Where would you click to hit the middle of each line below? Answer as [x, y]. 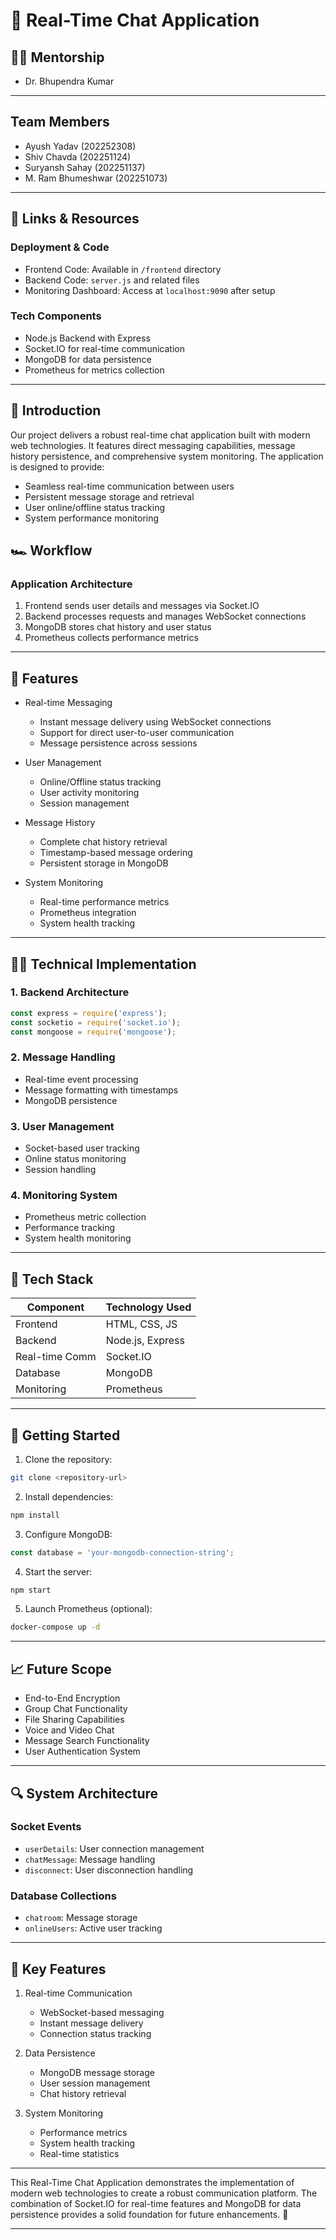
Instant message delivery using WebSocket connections [155, 722]
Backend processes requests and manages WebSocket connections [165, 616]
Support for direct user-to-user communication [137, 733]
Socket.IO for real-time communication [104, 348]
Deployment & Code [60, 247]
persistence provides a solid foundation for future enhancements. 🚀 [149, 2214]
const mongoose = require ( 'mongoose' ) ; [93, 1032]
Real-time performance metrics [104, 902]
